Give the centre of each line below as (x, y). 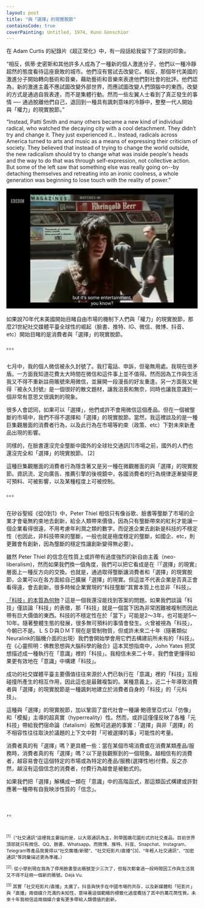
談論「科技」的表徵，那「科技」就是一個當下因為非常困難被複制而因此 (110, 608)
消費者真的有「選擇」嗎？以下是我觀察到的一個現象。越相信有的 (102, 753)
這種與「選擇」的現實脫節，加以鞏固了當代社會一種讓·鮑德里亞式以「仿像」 (100, 710)
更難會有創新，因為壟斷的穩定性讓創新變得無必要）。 (71, 544)
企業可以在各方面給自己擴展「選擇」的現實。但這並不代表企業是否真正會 (107, 580)
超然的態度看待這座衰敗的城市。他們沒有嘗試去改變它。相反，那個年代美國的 (102, 72)
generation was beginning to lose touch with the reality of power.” (89, 180)
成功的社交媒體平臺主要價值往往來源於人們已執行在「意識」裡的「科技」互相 (102, 674)
